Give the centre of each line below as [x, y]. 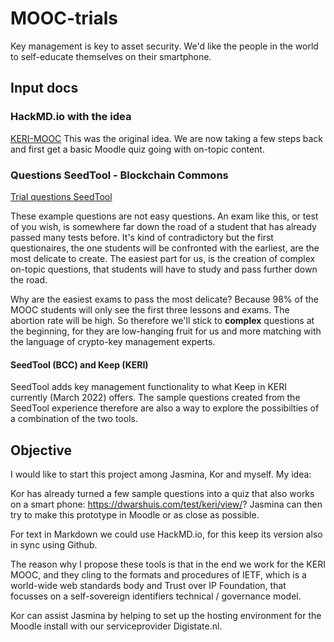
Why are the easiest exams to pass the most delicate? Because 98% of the [165, 299]
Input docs [44, 88]
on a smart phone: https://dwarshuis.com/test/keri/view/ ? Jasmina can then [166, 504]
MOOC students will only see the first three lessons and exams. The [150, 309]
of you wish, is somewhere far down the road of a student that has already [163, 226]
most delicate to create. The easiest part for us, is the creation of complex [163, 258]
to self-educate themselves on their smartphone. [111, 56]
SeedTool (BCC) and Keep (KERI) [79, 364]
